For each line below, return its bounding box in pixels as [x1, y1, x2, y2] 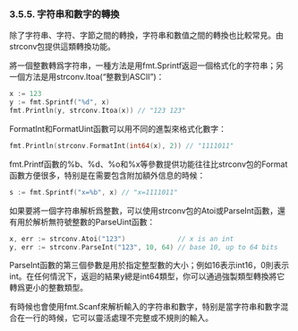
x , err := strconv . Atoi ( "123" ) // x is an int [9, 234, 234, 243]
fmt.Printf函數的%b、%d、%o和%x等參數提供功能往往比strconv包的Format [9, 159, 288, 170]
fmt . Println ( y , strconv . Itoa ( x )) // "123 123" [9, 106, 186, 116]
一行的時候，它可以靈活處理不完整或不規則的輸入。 [24, 312, 213, 324]
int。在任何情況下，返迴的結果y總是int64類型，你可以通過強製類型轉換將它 [9, 271, 285, 282]
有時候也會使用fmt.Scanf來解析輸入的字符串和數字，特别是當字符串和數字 [9, 301, 281, 312]
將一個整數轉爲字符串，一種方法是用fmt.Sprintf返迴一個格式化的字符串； [9, 60, 277, 71]
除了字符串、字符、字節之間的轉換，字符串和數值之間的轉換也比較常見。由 [9, 30, 284, 41]
